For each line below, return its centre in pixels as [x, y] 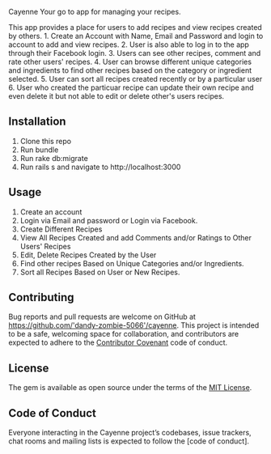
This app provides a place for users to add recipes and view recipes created [135, 27]
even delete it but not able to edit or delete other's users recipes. [116, 96]
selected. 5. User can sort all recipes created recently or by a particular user [135, 79]
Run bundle [39, 150]
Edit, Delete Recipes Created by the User [88, 255]
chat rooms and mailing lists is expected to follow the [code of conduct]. [129, 441]
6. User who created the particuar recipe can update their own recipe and [131, 87]
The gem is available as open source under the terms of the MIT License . [130, 388]
